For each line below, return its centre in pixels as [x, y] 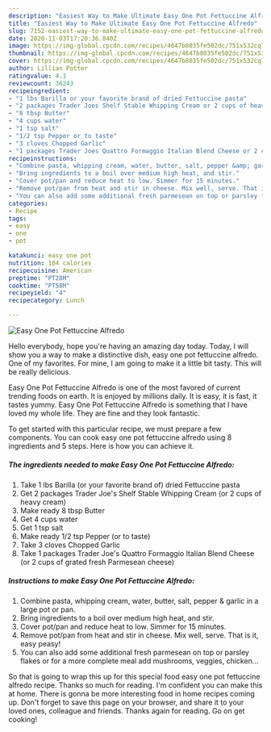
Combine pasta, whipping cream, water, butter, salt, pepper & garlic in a [139, 600]
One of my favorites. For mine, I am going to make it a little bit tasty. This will [135, 363]
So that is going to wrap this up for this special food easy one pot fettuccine [134, 676]
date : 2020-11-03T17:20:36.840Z [63, 38]
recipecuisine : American [50, 270]
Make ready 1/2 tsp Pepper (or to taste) [85, 536]
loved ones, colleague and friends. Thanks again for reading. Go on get [127, 710]
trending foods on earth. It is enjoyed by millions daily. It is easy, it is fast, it [133, 396]
